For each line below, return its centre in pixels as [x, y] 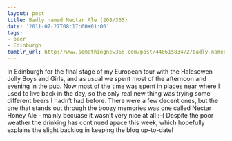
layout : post [26, 13]
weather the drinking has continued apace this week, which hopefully [106, 122]
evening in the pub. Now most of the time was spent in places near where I [114, 86]
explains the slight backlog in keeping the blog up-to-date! [90, 130]
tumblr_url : [24, 52]
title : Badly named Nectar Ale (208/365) [68, 20]
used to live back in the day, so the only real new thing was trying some [109, 93]
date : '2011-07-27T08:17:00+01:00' [58, 26]
